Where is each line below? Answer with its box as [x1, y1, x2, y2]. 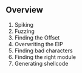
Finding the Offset [14, 33, 60, 41]
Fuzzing [14, 27, 35, 35]
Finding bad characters [14, 47, 73, 54]
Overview [5, 5, 44, 15]
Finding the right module [14, 53, 77, 60]
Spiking [14, 21, 34, 28]
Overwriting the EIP [14, 40, 63, 47]
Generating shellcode [14, 60, 69, 67]
